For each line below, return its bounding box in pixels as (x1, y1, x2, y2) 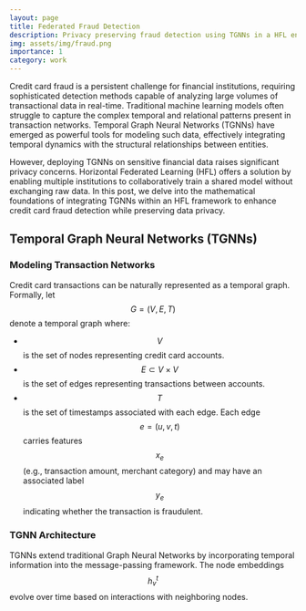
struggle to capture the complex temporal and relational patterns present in (9, 110, 291, 120)
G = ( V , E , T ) (130, 303, 176, 315)
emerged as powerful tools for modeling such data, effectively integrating (9, 129, 286, 140)
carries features (22, 435, 83, 446)
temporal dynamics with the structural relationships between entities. (9, 139, 269, 150)
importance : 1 (9, 47, 64, 57)
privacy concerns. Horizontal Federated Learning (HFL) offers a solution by (9, 166, 291, 177)
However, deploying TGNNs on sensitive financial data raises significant (9, 157, 280, 167)
